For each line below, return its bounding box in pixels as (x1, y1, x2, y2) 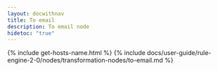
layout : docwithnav (7, 10, 65, 17)
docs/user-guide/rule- (146, 49, 212, 57)
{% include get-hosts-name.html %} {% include (7, 49, 146, 57)
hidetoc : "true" (7, 29, 55, 37)
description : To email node (7, 23, 90, 30)
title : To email (7, 17, 55, 24)
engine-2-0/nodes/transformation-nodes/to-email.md (7, 56, 163, 65)
